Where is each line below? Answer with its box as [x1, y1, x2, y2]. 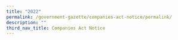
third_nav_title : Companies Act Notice [6, 25, 106, 31]
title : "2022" [6, 8, 42, 15]
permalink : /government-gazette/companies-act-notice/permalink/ [6, 14, 172, 20]
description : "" [6, 19, 47, 25]
